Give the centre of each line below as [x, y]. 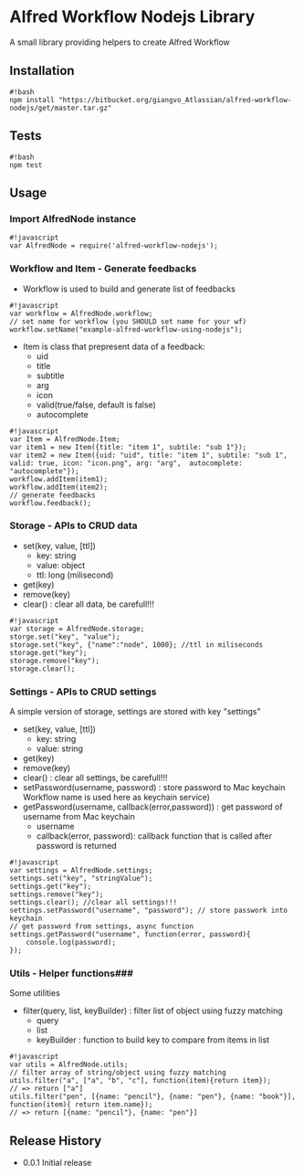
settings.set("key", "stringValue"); [81, 879]
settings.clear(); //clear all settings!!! [94, 903]
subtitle [50, 376]
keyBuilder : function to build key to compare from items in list [153, 1040]
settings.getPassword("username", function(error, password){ [130, 935]
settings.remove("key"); [57, 894]
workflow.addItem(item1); [58, 479]
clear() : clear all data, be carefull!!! [89, 604]
